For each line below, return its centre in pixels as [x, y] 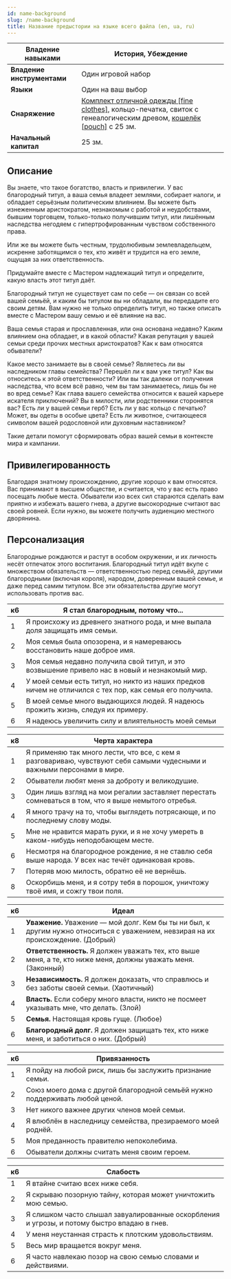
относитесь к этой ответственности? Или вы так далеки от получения [110, 379]
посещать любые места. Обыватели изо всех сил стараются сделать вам [115, 496]
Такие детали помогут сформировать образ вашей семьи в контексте [110, 436]
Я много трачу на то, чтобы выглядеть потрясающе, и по [121, 812]
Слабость [123, 1171]
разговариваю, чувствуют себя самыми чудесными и [116, 761]
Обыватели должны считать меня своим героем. [108, 1152]
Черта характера [123, 740]
